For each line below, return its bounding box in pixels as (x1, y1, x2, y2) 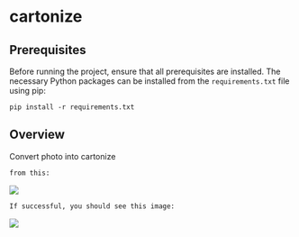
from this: (9, 169, 50, 178)
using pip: (9, 86, 47, 96)
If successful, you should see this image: (9, 201, 176, 211)
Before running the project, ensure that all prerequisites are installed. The (9, 66, 281, 77)
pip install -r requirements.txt (9, 103, 135, 112)
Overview (9, 127, 66, 142)
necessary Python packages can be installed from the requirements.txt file (9, 76, 290, 87)
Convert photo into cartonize (9, 150, 116, 161)
